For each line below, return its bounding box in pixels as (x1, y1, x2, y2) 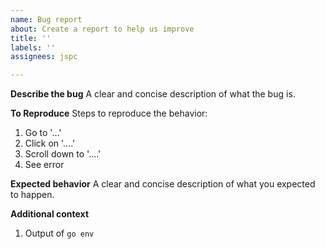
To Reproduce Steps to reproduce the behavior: (10, 107, 208, 120)
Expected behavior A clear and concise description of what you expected (10, 178, 316, 190)
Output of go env (24, 227, 95, 240)
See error (24, 159, 65, 171)
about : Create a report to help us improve (10, 24, 195, 34)
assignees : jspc (10, 52, 78, 62)
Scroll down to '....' (24, 148, 102, 160)
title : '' (10, 33, 52, 43)
